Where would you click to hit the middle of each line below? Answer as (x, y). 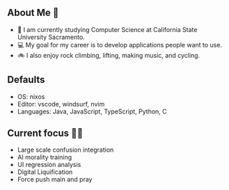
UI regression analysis (49, 165)
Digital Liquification (45, 172)
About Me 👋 (33, 13)
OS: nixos (31, 96)
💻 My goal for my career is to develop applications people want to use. (120, 45)
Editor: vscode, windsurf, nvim (61, 104)
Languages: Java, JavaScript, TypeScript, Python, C (92, 111)
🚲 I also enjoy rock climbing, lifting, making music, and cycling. (109, 55)
